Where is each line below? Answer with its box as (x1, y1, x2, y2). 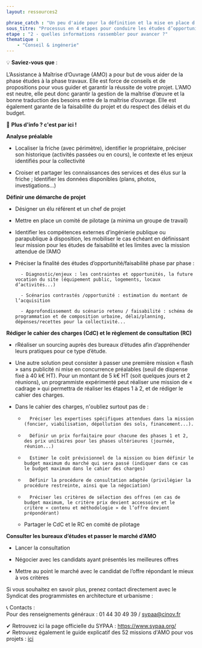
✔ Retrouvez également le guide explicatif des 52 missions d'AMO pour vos (6, 629, 194, 636)
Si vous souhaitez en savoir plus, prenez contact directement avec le (6, 586, 177, 592)
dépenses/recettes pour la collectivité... (14, 319, 126, 325)
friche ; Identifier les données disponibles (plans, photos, (14, 176, 156, 182)
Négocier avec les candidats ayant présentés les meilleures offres (14, 556, 179, 563)
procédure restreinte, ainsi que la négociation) (23, 483, 151, 489)
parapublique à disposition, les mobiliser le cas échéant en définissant (14, 235, 189, 242)
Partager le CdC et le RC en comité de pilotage (23, 521, 140, 528)
